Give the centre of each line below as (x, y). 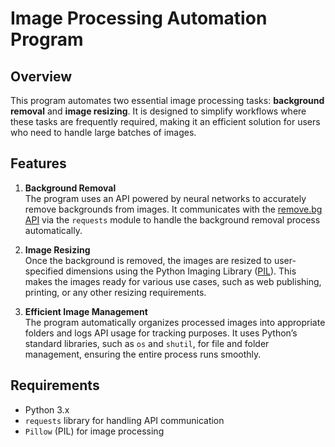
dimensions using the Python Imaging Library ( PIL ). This (181, 271)
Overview (41, 76)
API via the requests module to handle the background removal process (172, 219)
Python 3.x (47, 409)
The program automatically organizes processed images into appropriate (175, 322)
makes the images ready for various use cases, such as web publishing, (173, 281)
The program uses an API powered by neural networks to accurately (165, 198)
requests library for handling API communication (124, 420)
